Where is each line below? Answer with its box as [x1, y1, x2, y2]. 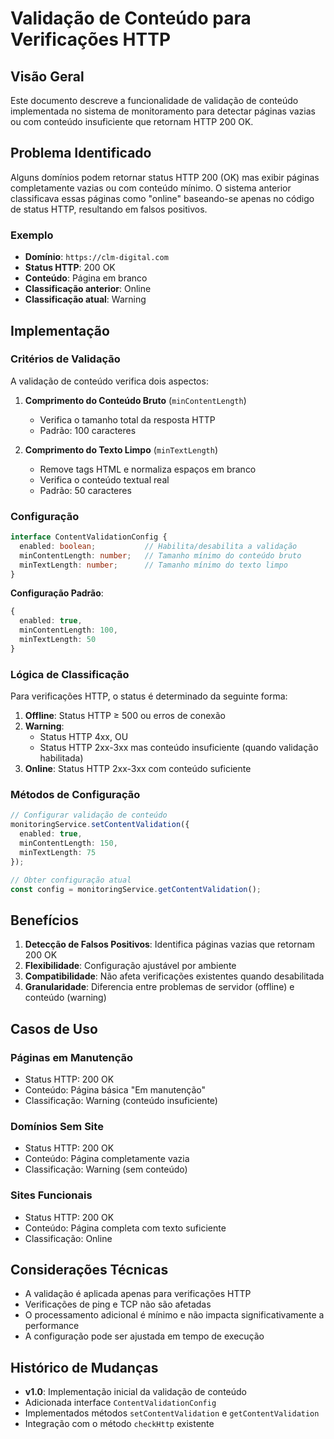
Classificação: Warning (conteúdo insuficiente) [24, 1094, 218, 1106]
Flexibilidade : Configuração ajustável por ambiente [24, 960, 237, 972]
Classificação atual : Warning [24, 293, 147, 306]
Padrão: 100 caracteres [39, 424, 137, 436]
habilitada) [39, 752, 84, 764]
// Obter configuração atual [10, 875, 132, 885]
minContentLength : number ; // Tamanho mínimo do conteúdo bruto [19, 550, 302, 561]
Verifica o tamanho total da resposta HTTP [39, 413, 216, 426]
